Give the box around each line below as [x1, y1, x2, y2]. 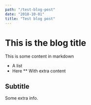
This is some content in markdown [5, 53, 74, 59]
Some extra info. [5, 95, 38, 101]
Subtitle [5, 82, 30, 90]
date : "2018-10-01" [5, 12, 45, 17]
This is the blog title [5, 37, 87, 48]
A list [12, 63, 23, 69]
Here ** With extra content [12, 68, 66, 74]
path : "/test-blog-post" [5, 7, 55, 12]
